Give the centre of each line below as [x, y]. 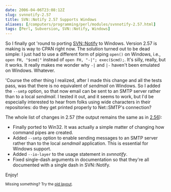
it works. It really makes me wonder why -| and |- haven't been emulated [82, 65]
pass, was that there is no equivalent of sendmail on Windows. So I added [83, 86]
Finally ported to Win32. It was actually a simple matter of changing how [88, 127]
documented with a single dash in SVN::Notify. [61, 165]
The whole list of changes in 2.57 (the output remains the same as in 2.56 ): [84, 117]
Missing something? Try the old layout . [39, 184]
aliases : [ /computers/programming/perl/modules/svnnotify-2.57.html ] [81, 24]
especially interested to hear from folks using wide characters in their [78, 102]
